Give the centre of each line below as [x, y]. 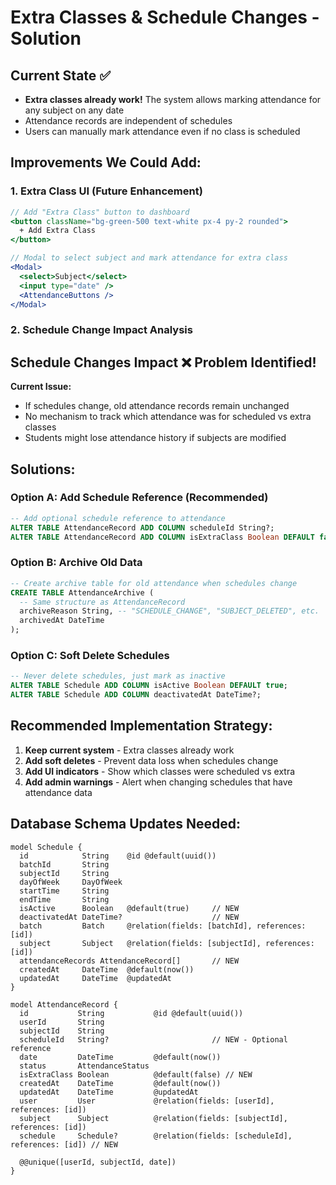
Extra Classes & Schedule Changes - [165, 17]
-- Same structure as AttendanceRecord [102, 602]
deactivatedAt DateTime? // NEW [129, 917]
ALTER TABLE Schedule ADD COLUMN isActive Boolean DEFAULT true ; [149, 686]
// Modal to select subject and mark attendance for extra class [149, 258]
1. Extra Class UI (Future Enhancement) [106, 191]
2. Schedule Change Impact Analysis [101, 330]
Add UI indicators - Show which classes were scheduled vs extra [160, 771]
